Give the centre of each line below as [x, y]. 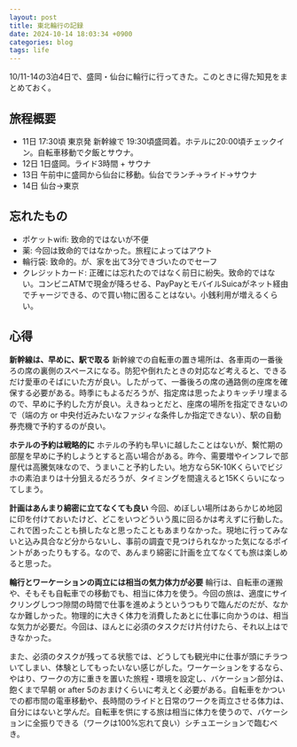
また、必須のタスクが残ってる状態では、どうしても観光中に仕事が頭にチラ [145, 656]
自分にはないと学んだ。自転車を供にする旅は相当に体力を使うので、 [133, 712]
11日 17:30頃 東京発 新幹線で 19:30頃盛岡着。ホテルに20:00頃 [134, 141]
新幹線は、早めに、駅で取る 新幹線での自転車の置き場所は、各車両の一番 [142, 359]
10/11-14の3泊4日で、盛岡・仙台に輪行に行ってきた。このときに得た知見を [145, 77]
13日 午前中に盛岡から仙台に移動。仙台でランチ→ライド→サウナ [139, 175]
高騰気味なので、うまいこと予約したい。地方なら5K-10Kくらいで [150, 467]
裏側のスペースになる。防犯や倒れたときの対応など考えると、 [152, 370]
